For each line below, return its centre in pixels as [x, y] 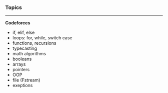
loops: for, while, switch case [42, 38]
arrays [19, 64]
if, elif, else [23, 33]
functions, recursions [34, 43]
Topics [14, 7]
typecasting [25, 48]
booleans [22, 59]
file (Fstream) [26, 80]
